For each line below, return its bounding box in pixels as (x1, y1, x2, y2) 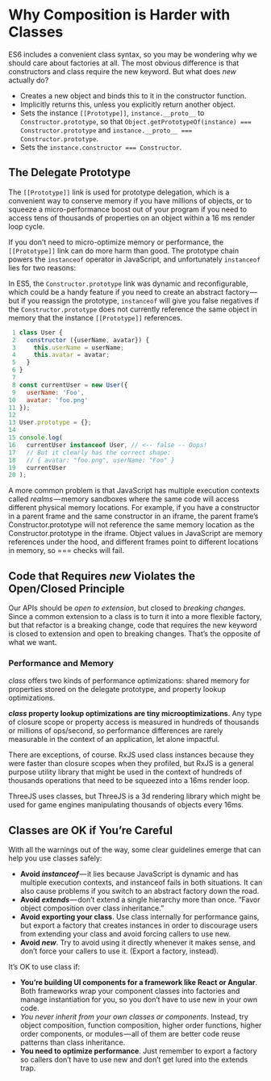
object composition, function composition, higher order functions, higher (19, 1020, 262, 1030)
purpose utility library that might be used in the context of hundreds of (8, 767, 243, 777)
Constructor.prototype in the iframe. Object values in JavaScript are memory (8, 529, 263, 538)
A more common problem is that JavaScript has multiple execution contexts (8, 486, 260, 496)
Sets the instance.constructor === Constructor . (19, 142, 182, 152)
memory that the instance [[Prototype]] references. (8, 312, 183, 322)
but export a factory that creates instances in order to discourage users (19, 920, 258, 930)
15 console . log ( (8, 434, 63, 442)
